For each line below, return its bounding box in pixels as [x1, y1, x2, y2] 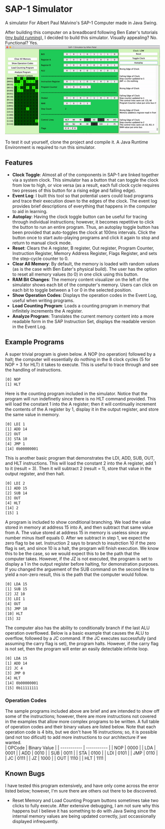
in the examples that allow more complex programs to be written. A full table [5, 719, 160, 724]
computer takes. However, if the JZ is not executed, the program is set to [5, 556, 153, 562]
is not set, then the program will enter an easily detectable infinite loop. [5, 646, 149, 651]
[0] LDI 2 [5, 481, 26, 486]
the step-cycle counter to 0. [12, 255, 69, 261]
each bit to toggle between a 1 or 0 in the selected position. [12, 287, 133, 293]
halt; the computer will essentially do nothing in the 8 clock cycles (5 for [5, 356, 151, 362]
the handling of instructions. [5, 366, 62, 373]
